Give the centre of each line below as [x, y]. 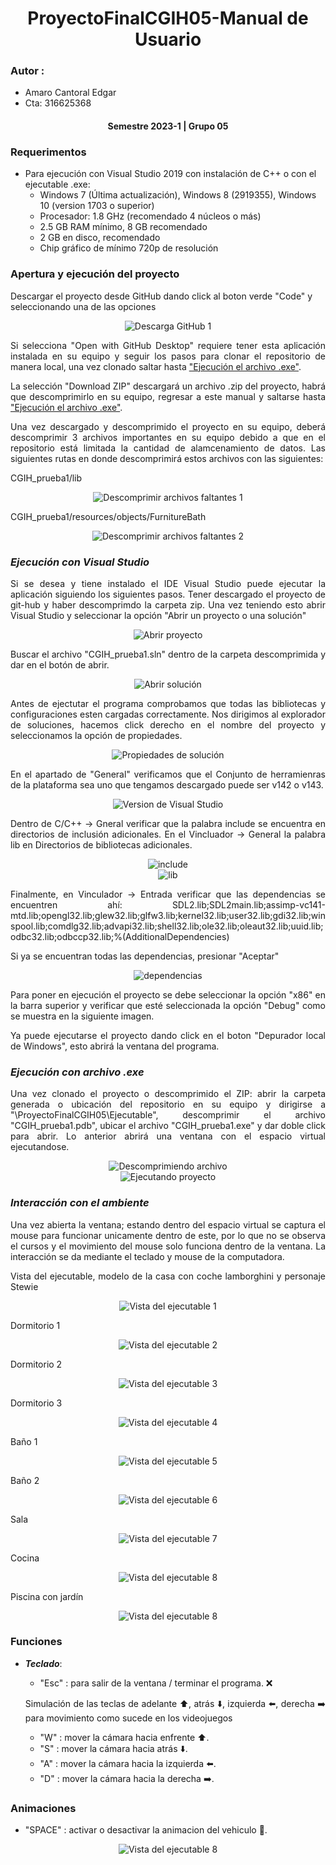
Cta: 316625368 [58, 103]
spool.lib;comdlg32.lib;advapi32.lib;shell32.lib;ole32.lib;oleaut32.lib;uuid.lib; [167, 926]
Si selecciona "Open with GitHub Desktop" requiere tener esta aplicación [168, 345]
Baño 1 [24, 1441]
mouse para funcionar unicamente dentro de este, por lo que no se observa [168, 1235]
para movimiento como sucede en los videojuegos [128, 1718]
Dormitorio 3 [36, 1403]
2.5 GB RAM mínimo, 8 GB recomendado [123, 227]
